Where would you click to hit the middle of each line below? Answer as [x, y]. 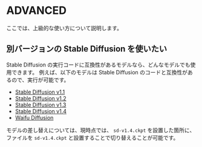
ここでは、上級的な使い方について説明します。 [64, 28]
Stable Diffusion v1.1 [40, 92]
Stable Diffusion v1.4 [41, 111]
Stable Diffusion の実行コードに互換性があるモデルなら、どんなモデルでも [98, 65]
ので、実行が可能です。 [40, 80]
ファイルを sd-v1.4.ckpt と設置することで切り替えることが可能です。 [93, 137]
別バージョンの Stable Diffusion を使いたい [87, 49]
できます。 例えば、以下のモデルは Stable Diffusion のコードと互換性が [99, 72]
